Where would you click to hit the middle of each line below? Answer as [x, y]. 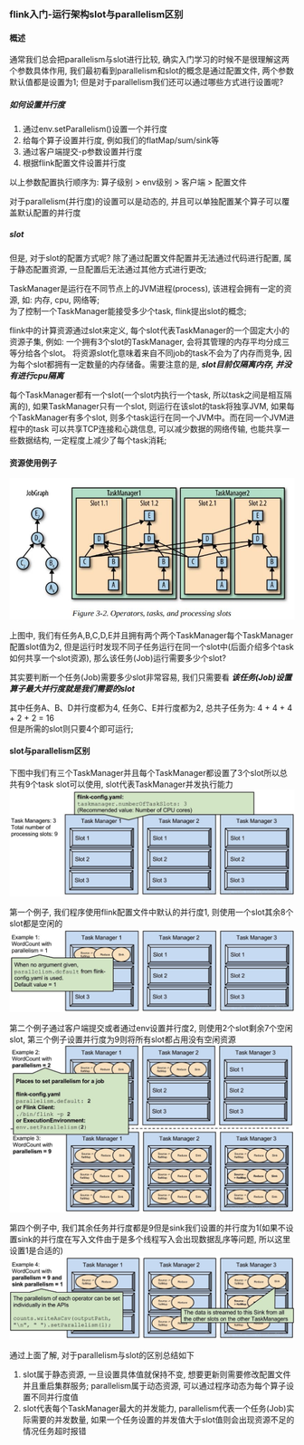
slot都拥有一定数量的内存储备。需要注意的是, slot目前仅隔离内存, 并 [158, 365]
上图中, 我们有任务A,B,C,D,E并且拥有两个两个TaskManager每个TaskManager [152, 635]
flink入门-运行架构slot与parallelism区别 [96, 14]
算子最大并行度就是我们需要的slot [72, 688]
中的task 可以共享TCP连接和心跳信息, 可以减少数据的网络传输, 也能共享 [149, 429]
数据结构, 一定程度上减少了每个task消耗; [92, 440]
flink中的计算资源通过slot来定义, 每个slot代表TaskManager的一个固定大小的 [150, 330]
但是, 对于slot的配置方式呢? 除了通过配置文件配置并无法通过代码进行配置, [146, 258]
